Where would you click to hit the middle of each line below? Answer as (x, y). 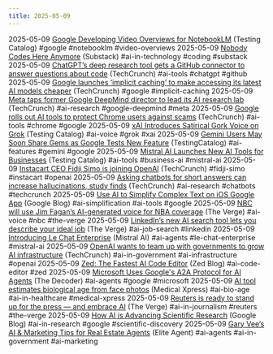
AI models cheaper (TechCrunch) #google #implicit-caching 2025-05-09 (131, 91)
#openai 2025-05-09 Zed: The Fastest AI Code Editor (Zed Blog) (117, 263)
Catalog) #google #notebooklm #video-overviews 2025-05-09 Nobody (128, 47)
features (22, 151)
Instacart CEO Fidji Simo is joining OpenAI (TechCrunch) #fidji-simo (132, 168)
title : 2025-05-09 (39, 16)
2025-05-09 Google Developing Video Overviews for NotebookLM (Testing (135, 39)
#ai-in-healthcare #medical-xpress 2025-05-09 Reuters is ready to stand (131, 298)
